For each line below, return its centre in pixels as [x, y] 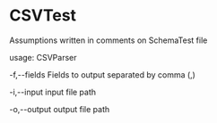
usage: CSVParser [43, 57]
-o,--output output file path [60, 109]
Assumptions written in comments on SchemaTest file [108, 40]
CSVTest [43, 16]
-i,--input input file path [53, 92]
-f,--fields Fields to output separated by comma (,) [102, 74]
